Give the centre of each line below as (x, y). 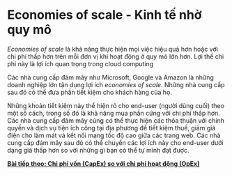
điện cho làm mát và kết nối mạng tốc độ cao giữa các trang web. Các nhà (114, 135)
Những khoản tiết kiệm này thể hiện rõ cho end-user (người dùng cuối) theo (116, 105)
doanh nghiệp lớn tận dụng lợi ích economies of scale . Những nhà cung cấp (116, 84)
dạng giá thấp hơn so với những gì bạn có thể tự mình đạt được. (98, 150)
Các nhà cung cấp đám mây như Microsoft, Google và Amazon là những (111, 77)
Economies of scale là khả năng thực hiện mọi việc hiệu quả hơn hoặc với (113, 49)
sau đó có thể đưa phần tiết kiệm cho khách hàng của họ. (90, 92)
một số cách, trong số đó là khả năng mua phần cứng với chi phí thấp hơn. (114, 113)
